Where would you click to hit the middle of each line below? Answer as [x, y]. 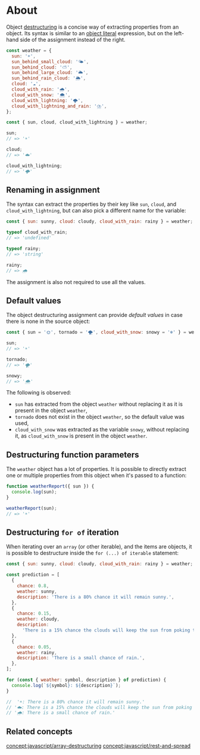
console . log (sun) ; [35, 492]
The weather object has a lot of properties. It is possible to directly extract [96, 469]
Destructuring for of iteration [62, 533]
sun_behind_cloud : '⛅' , [42, 67]
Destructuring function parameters [73, 454]
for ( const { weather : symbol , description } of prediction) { [86, 680]
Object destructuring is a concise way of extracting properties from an [93, 27]
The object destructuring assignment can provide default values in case [94, 315]
